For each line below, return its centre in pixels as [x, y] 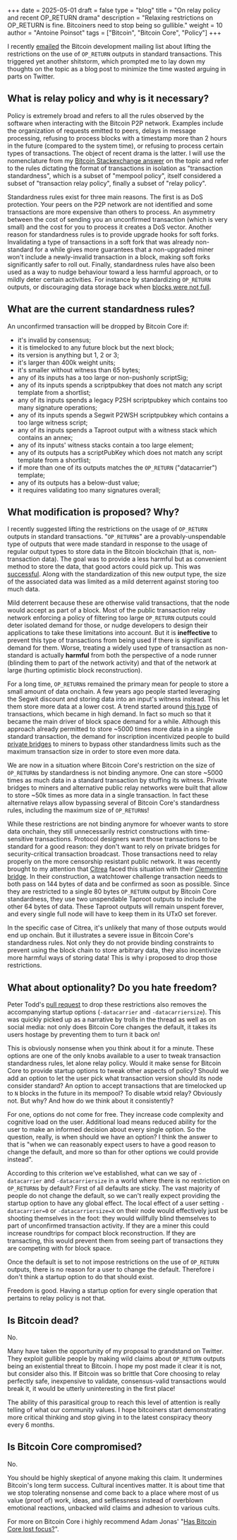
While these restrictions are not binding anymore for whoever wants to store [118, 824]
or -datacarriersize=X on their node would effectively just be [139, 1211]
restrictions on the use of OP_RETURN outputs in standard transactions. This [115, 54]
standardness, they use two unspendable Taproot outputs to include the [112, 899]
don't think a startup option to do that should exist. [81, 1277]
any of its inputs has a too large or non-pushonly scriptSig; [103, 377]
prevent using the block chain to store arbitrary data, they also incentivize [114, 950]
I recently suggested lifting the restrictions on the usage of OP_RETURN [108, 529]
